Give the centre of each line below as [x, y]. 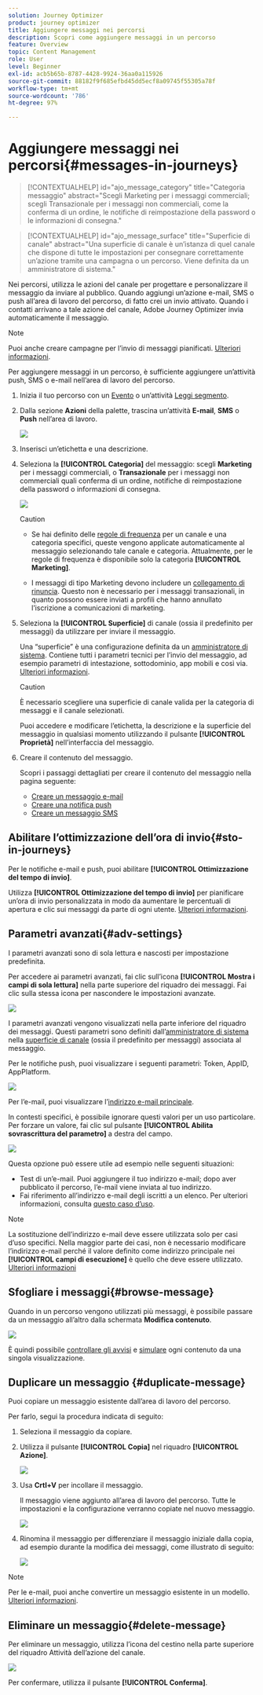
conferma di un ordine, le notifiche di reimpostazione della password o [141, 212]
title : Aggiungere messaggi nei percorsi [77, 30]
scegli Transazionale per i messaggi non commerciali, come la [128, 204]
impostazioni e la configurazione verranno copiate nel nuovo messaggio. [137, 1509]
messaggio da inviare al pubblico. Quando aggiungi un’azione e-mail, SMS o [131, 293]
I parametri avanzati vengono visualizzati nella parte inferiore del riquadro [127, 1023]
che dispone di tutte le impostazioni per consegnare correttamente [135, 253]
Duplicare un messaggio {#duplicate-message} [127, 1382]
